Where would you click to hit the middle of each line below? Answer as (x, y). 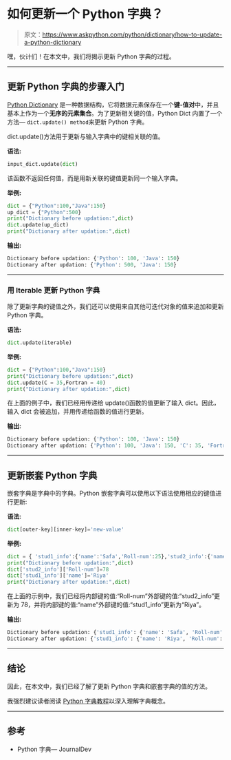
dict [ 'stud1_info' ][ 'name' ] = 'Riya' (58, 576)
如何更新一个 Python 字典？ (85, 14)
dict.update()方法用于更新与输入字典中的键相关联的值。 (86, 136)
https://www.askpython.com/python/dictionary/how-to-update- (132, 34)
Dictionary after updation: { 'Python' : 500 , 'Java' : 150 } (92, 265)
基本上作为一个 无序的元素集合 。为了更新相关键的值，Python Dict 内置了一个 (115, 113)
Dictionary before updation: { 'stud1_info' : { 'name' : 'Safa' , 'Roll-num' (115, 633)
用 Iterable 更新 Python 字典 (54, 290)
